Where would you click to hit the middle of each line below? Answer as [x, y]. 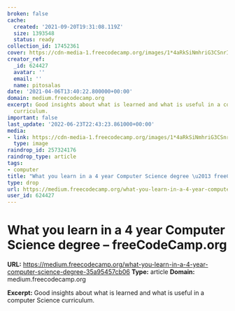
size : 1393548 [34, 33]
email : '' [28, 79]
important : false [33, 117]
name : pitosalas [37, 85]
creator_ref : [26, 59]
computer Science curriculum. [51, 301]
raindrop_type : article [42, 157]
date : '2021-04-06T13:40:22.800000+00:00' [70, 92]
